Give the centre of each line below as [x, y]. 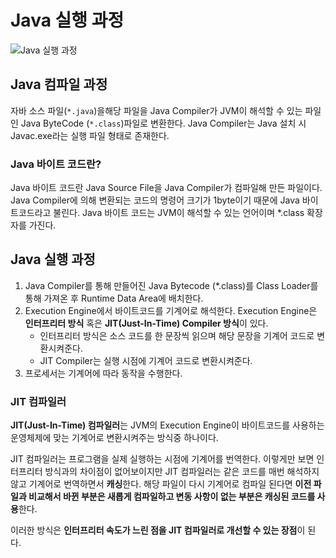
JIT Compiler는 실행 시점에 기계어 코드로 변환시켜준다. [146, 360]
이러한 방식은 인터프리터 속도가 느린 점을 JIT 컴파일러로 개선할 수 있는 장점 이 [158, 530]
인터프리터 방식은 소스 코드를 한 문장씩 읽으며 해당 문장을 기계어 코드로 [177, 335]
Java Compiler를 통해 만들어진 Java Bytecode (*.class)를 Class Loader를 [171, 285]
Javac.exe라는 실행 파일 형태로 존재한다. [90, 135]
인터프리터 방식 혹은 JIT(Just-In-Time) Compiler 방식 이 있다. [146, 323]
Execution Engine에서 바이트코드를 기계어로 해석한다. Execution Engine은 [171, 310]
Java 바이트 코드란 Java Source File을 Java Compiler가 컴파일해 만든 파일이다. [166, 188]
